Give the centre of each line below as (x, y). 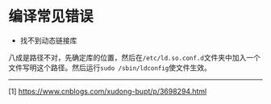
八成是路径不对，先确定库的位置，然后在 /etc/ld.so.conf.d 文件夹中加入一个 (134, 57)
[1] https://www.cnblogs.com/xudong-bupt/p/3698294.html (108, 91)
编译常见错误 (51, 17)
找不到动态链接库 (48, 40)
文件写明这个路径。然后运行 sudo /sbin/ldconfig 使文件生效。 (110, 67)
